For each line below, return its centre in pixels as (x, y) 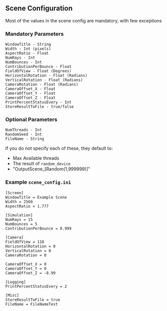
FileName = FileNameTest (32, 304)
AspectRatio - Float (27, 53)
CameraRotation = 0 (26, 255)
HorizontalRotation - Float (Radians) (46, 76)
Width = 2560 (19, 202)
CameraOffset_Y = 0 (26, 268)
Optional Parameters (31, 120)
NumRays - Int (20, 58)
